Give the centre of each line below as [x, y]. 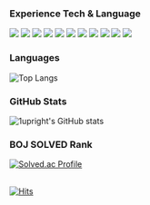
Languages [35, 58]
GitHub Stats [38, 101]
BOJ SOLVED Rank [51, 144]
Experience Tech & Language [75, 14]
